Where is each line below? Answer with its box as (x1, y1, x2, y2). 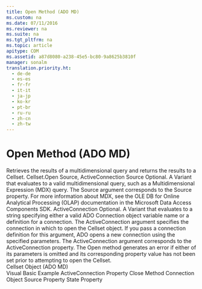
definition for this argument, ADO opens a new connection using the (6, 231, 175, 238)
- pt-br (11, 104, 31, 110)
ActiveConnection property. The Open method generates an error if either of (6, 244, 197, 251)
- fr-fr (11, 82, 31, 88)
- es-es (11, 76, 31, 82)
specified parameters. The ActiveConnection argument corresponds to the (6, 238, 192, 245)
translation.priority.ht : (6, 65, 71, 71)
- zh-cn (11, 115, 31, 121)
